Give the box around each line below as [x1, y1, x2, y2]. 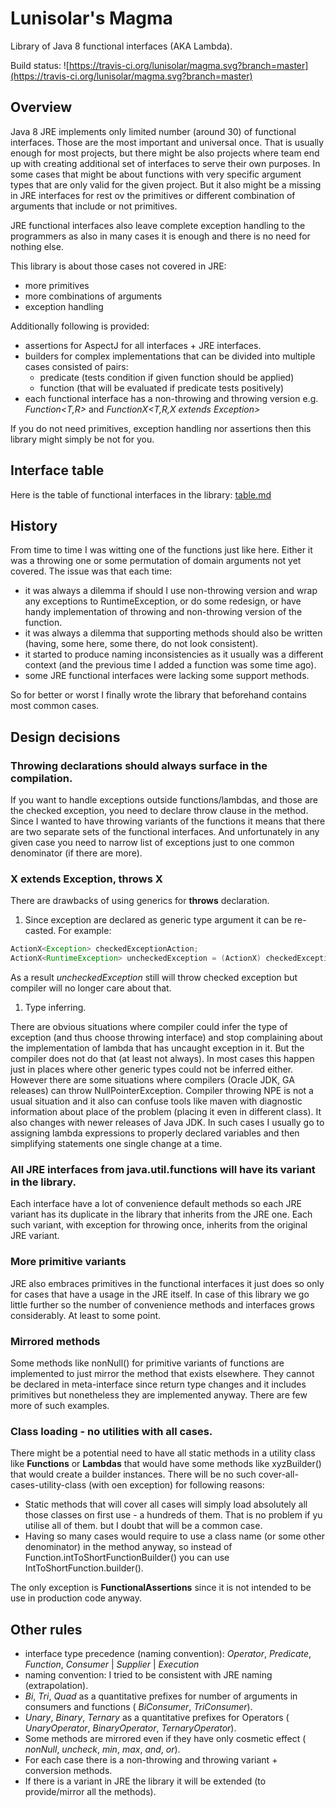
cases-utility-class [10, 1479, 87, 1491]
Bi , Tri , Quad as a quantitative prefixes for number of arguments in [24, 1690, 298, 1702]
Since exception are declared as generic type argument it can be [24, 914, 293, 926]
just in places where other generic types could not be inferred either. [10, 1063, 294, 1076]
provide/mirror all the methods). [24, 1786, 157, 1798]
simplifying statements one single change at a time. [10, 1138, 223, 1150]
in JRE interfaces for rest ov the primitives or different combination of [10, 189, 296, 201]
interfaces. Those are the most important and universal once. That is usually [10, 136, 325, 148]
